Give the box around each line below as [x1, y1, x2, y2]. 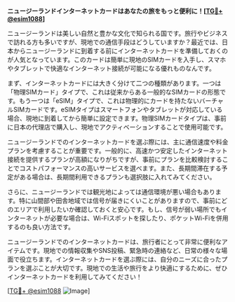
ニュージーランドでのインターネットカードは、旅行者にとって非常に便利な [7, 238, 222, 246]
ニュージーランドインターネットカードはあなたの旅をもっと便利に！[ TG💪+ [7, 7, 223, 15]
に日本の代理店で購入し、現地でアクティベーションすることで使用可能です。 [7, 123, 227, 131]
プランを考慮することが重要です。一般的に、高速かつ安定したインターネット [7, 146, 228, 155]
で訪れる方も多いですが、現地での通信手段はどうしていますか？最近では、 [7, 38, 222, 46]
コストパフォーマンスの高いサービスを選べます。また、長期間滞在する [19, 164, 222, 172]
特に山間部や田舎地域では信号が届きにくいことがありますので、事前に [18, 196, 222, 205]
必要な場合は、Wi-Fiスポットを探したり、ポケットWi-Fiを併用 [50, 214, 229, 222]
